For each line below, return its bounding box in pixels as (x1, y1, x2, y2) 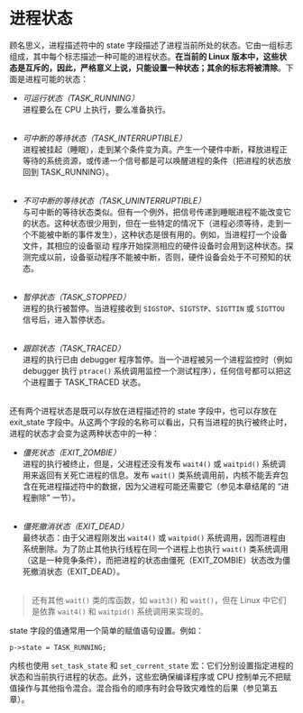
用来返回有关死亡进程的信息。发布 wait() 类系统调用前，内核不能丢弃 (22, 470, 281, 480)
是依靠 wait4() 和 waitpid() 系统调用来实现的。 (31, 606, 209, 617)
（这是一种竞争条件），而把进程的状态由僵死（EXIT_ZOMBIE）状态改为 (22, 554, 283, 565)
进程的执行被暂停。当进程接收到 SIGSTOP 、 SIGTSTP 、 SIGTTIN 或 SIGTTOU (22, 303, 286, 314)
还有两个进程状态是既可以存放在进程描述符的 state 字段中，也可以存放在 (9, 405, 278, 416)
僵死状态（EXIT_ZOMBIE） (22, 447, 122, 458)
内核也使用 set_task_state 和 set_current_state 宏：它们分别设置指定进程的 (9, 660, 294, 671)
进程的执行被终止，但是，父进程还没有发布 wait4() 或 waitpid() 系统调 (22, 458, 287, 469)
